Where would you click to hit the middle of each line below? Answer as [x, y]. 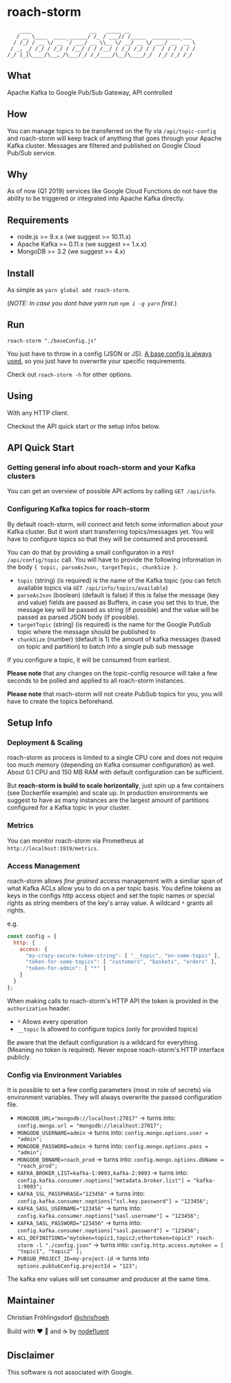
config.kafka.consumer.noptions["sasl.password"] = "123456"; [108, 1231]
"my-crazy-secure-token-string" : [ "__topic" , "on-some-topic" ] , [123, 955]
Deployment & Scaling [45, 742]
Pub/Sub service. [32, 153]
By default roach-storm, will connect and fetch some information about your [115, 524]
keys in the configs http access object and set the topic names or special [111, 895]
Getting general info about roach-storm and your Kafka [101, 467]
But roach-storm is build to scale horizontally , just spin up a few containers [115, 785]
